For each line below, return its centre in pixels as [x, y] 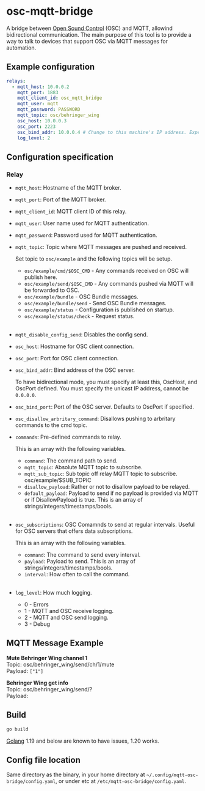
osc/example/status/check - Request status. [79, 316]
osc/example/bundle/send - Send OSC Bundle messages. [95, 303]
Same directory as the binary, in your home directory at [76, 774]
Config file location [44, 760]
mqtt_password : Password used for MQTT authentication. [86, 235]
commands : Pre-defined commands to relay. [68, 437]
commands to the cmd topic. [51, 425]
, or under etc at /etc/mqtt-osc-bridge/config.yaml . [120, 781]
